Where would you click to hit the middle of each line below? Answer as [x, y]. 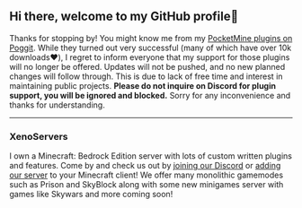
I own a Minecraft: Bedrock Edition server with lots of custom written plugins [151, 156]
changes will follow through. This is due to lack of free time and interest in [146, 76]
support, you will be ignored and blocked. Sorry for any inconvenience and [150, 95]
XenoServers [39, 136]
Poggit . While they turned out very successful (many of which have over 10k [151, 48]
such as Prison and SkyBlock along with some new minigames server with [147, 185]
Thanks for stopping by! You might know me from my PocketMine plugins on [151, 38]
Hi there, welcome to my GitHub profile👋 [124, 17]
